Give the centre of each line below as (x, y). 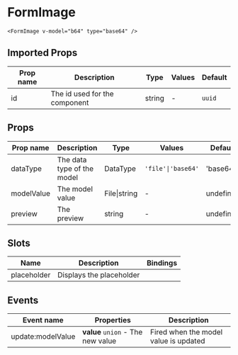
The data (72, 159)
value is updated (177, 341)
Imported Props (42, 53)
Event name (43, 320)
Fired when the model (186, 332)
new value (100, 341)
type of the (75, 169)
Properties (113, 320)
